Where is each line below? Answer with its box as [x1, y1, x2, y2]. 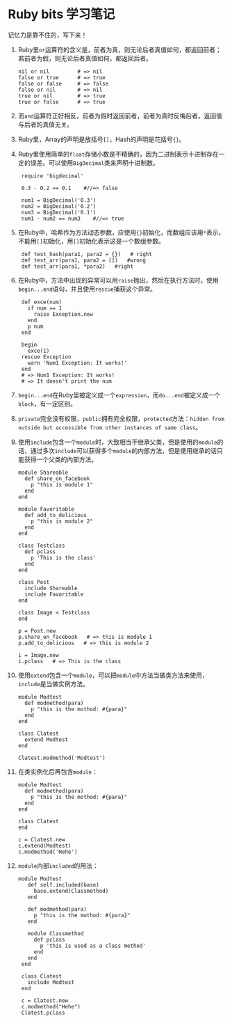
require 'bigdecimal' [21, 172, 84, 180]
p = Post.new [17, 627, 56, 634]
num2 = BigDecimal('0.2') [21, 203, 97, 209]
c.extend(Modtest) [17, 842, 72, 849]
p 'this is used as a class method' [40, 942, 147, 949]
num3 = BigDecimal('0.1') [21, 209, 97, 216]
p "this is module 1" [31, 481, 93, 488]
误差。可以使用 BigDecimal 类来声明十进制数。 [30, 158, 159, 167]
